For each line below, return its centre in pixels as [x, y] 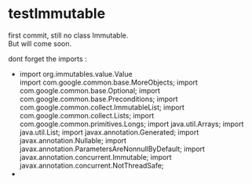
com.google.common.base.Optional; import [90, 90]
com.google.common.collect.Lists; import [87, 115]
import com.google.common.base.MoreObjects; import [109, 82]
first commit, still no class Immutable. [68, 35]
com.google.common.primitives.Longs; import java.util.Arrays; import [131, 124]
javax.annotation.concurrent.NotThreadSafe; [91, 165]
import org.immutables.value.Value [76, 74]
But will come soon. [40, 43]
